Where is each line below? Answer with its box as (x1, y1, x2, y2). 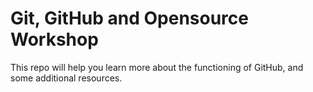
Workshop (10, 28, 99, 51)
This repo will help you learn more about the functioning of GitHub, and (10, 61, 304, 73)
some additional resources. (10, 72, 123, 84)
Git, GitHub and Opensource (10, 7, 249, 30)
